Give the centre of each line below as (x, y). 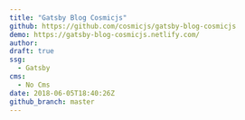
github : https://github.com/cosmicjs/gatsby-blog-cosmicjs (123, 26)
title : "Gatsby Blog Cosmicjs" (68, 18)
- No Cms (34, 85)
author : (24, 43)
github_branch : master (52, 102)
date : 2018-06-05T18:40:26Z (62, 93)
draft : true (32, 51)
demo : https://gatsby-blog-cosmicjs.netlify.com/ (105, 34)
